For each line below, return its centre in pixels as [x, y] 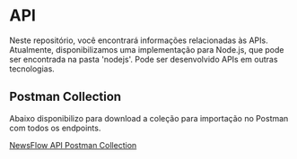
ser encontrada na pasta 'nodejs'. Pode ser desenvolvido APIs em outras [144, 59]
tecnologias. [32, 69]
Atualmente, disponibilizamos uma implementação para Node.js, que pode [147, 49]
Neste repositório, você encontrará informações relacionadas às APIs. [139, 40]
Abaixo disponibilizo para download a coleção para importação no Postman [149, 118]
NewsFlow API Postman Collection [73, 145]
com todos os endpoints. [55, 128]
